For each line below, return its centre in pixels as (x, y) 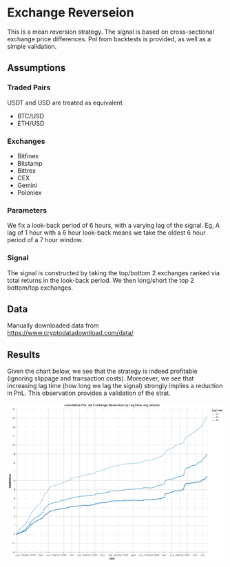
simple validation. (32, 46)
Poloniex (29, 192)
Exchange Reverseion (71, 13)
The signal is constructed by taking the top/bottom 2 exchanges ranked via (114, 272)
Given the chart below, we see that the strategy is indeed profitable (102, 371)
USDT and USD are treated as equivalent (65, 103)
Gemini (27, 185)
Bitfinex (28, 156)
